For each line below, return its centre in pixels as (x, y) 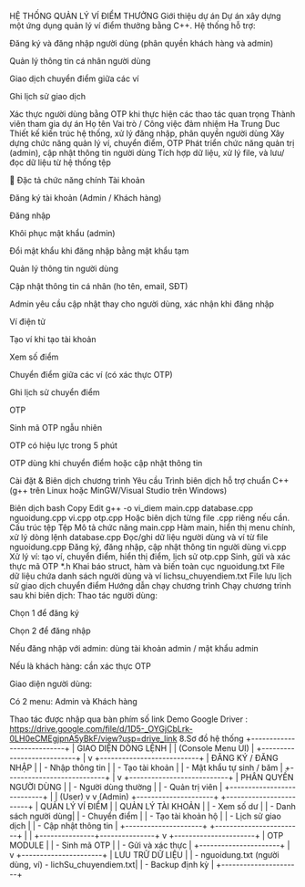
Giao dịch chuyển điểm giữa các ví (74, 78)
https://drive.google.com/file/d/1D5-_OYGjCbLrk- (101, 729)
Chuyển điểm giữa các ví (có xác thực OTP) (91, 375)
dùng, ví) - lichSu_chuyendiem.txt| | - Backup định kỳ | (112, 865)
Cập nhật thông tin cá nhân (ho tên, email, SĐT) (99, 286)
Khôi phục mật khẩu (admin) (62, 233)
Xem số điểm (34, 357)
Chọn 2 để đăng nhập (50, 631)
